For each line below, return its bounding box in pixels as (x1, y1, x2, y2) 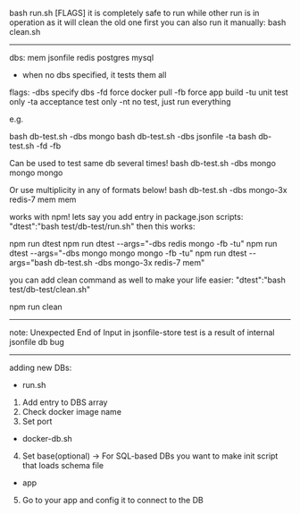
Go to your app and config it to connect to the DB (21, 495, 204, 505)
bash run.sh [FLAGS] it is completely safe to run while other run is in (9, 8, 260, 18)
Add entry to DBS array (21, 397, 108, 408)
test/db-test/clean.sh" (9, 284, 91, 294)
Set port (21, 416, 53, 426)
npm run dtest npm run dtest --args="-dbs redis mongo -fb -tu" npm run (9, 239, 278, 249)
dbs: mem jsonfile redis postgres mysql (9, 53, 154, 63)
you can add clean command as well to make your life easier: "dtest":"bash (9, 274, 286, 285)
